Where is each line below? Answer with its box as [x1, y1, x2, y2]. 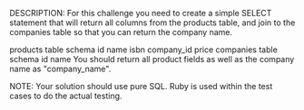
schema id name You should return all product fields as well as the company [9, 54, 295, 64]
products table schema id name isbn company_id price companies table [9, 44, 279, 55]
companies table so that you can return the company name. [9, 27, 233, 37]
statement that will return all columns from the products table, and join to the [9, 17, 296, 28]
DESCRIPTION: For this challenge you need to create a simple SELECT [9, 8, 272, 18]
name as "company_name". [9, 63, 112, 74]
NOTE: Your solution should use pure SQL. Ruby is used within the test [9, 81, 273, 91]
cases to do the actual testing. [9, 90, 123, 101]
